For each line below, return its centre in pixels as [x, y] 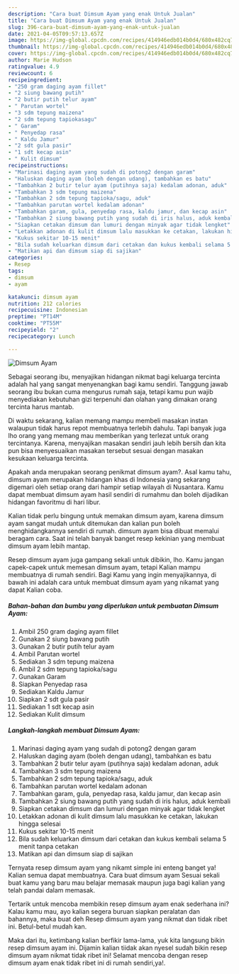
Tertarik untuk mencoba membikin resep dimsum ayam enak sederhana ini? [119, 904]
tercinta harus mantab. [41, 407]
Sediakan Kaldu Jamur [51, 691]
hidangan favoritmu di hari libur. [55, 502]
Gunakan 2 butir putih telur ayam [66, 646]
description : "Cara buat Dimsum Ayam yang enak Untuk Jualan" [102, 14]
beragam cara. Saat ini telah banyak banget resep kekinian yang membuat [116, 538]
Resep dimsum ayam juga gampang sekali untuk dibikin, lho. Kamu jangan [116, 559]
